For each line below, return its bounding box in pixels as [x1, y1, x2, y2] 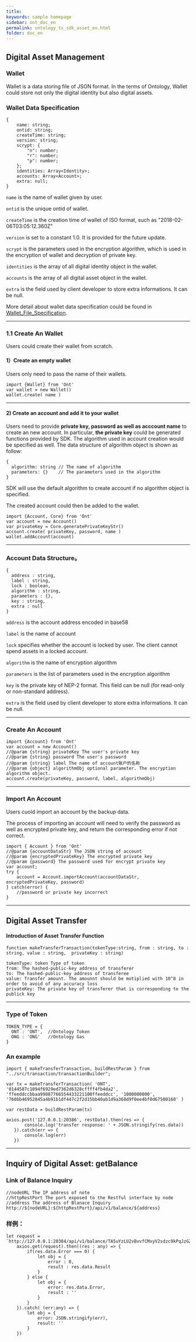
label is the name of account [6, 630, 76, 637]
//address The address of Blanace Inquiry [6, 1200, 111, 1206]
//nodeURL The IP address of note [6, 1189, 90, 1196]
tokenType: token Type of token [6, 960, 85, 966]
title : [6, 8, 22, 15]
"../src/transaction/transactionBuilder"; [6, 1070, 111, 1077]
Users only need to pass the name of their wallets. [6, 370, 127, 377]
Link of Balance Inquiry [6, 1176, 73, 1185]
